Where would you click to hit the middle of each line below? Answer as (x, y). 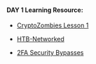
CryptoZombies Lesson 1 (53, 25)
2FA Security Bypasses (50, 53)
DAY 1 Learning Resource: (45, 10)
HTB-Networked (40, 39)
